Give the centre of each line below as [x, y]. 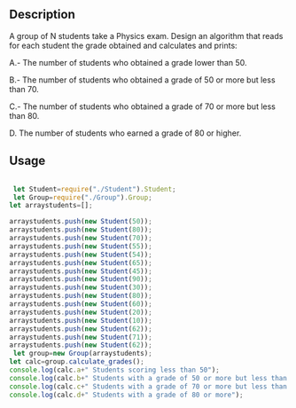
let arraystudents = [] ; [51, 206]
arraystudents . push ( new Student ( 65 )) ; [81, 263]
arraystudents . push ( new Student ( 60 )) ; [81, 304]
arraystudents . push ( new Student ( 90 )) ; [81, 279]
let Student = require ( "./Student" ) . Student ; [94, 189]
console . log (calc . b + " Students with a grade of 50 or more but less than [148, 378]
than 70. [24, 89]
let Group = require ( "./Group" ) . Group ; [82, 197]
